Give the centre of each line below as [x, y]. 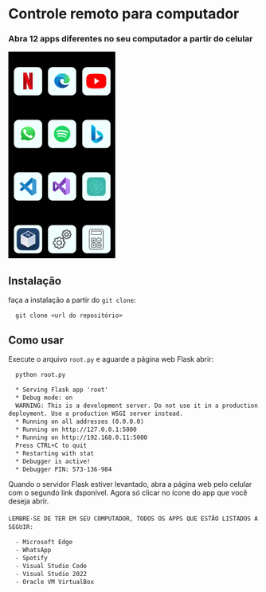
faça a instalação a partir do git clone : [72, 300]
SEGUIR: [21, 527]
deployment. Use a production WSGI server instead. [96, 414]
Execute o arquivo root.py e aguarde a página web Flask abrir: [111, 359]
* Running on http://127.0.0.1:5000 [76, 430]
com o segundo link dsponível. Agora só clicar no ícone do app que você [128, 493]
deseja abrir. [29, 501]
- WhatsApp [33, 551]
